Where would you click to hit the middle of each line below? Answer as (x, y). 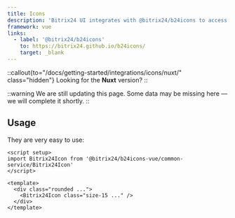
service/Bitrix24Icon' (40, 165)
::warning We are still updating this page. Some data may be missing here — (117, 93)
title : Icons (26, 14)
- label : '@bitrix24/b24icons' (59, 40)
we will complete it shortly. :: (48, 101)
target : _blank (42, 53)
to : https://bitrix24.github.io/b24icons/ (83, 46)
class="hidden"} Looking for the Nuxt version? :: (78, 80)
